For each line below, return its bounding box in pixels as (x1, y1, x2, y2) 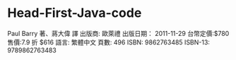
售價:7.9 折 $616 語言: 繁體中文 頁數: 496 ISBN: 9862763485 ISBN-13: (7, 37, 211, 47)
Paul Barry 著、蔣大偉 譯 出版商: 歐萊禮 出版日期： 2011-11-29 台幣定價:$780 (7, 29, 230, 37)
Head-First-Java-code (7, 5, 142, 21)
